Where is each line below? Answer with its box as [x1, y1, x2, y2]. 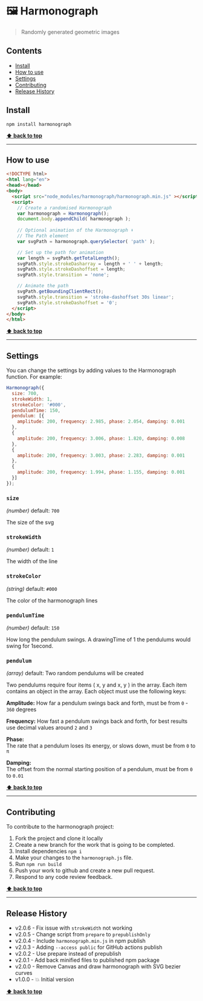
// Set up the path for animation [17, 249, 104, 255]
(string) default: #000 [6, 585, 57, 592]
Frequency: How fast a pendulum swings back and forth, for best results [6, 717, 188, 725]
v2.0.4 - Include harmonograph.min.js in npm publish [14, 937, 146, 944]
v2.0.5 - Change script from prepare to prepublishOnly [14, 930, 151, 937]
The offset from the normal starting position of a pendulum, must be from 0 [6, 766, 193, 773]
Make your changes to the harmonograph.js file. [14, 854, 133, 861]
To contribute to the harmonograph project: [6, 823, 115, 830]
